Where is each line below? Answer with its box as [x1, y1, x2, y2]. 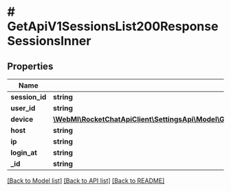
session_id [10, 92, 47, 101]
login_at [10, 148, 38, 157]
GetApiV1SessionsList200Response [7, 18, 219, 34]
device [10, 114, 34, 124]
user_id [10, 103, 36, 113]
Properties [7, 60, 54, 72]
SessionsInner [7, 34, 91, 49]
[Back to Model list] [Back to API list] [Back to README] [7, 177, 165, 185]
